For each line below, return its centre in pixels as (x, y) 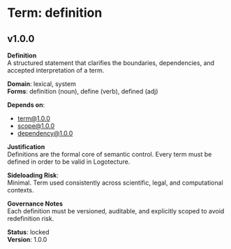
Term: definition (55, 13)
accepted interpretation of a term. (56, 70)
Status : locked (29, 232)
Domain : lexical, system (42, 84)
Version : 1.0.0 (27, 240)
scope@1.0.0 (36, 126)
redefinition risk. (31, 219)
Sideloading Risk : (33, 175)
